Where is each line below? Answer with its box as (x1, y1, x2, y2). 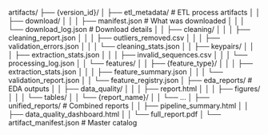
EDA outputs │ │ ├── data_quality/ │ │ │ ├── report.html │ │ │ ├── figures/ (8, 84, 261, 93)
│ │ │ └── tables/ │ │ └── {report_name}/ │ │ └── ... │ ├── (8, 93, 210, 101)
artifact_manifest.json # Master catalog (8, 118, 138, 127)
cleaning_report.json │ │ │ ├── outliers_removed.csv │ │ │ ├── (8, 33, 221, 42)
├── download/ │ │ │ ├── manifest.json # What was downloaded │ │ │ (8, 16, 246, 26)
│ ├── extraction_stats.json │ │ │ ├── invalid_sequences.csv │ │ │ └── (8, 50, 248, 59)
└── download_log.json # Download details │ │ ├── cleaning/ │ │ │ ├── (8, 25, 250, 34)
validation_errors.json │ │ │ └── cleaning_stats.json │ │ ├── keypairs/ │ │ (8, 42, 254, 51)
